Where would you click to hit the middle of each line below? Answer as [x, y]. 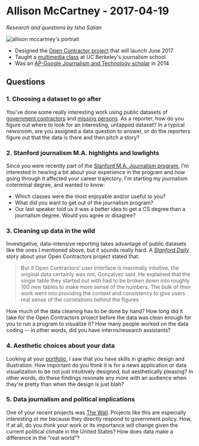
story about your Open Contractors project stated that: [73, 256]
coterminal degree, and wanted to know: [56, 185]
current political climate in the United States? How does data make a [90, 431]
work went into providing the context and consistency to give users [103, 293]
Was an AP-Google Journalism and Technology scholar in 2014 [92, 63]
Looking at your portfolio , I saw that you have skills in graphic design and [95, 358]
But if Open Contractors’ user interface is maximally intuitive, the [100, 268]
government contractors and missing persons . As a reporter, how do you [95, 118]
